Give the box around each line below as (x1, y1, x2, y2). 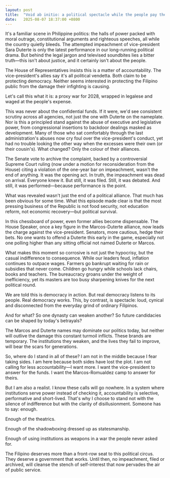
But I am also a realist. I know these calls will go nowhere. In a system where (5, 385, 164, 391)
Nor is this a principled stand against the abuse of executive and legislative (5, 119, 161, 125)
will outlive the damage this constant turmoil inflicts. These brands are (5, 333, 152, 339)
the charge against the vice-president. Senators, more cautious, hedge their (5, 229, 163, 235)
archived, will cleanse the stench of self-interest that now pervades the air (5, 461, 160, 468)
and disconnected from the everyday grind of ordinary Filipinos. (5, 302, 138, 309)
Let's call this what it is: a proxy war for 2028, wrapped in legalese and (5, 93, 153, 99)
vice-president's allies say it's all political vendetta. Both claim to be (5, 73, 147, 79)
